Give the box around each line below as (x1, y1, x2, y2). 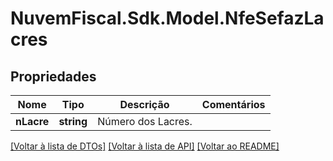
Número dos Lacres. (97, 115, 193, 128)
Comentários (201, 98, 266, 111)
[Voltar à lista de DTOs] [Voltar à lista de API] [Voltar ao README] (10, 140, 280, 152)
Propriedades (10, 68, 97, 85)
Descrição (119, 98, 170, 111)
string (58, 115, 88, 128)
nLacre (15, 115, 50, 128)
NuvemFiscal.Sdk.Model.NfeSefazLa (10, 7, 325, 30)
